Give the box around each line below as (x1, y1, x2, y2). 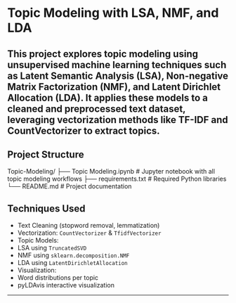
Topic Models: (17, 236, 59, 245)
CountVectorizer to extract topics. (7, 124, 160, 136)
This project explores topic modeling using (7, 48, 199, 60)
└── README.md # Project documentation (7, 182, 132, 191)
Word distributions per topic (17, 273, 99, 282)
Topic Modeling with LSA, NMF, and (7, 5, 219, 21)
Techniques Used (7, 202, 86, 214)
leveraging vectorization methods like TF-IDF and (7, 114, 228, 126)
